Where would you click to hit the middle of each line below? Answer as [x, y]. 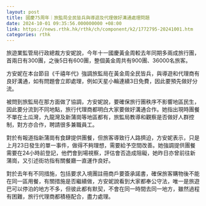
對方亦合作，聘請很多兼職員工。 [57, 125]
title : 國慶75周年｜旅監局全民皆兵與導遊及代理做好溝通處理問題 [78, 18]
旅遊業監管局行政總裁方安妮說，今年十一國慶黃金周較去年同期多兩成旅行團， [103, 53]
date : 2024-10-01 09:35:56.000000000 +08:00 [64, 23]
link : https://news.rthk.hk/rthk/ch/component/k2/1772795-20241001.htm [100, 29]
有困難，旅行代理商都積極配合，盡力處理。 [60, 197]
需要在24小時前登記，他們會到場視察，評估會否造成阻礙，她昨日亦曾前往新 [101, 153]
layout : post [23, 12]
